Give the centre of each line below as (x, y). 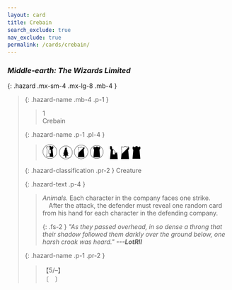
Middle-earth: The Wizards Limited (69, 71)
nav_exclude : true (34, 38)
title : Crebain (30, 22)
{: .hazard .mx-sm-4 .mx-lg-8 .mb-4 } (62, 86)
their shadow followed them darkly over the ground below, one (134, 235)
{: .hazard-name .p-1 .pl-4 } (65, 135)
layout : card (27, 15)
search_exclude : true (39, 30)
